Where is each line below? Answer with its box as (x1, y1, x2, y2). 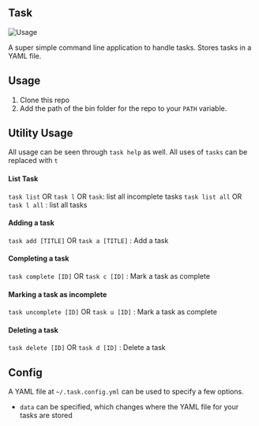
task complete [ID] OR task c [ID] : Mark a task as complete (8, 272, 211, 281)
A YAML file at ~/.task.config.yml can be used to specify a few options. (8, 387, 244, 397)
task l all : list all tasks (8, 200, 88, 209)
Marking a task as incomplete (8, 289, 107, 299)
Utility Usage (8, 127, 73, 140)
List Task (8, 174, 39, 184)
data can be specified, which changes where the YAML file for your (19, 402, 239, 412)
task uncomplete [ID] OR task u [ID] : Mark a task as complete (8, 307, 217, 317)
